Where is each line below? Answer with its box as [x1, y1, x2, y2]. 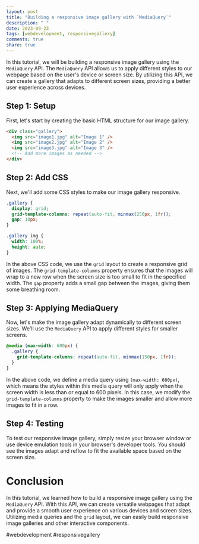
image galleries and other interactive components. [6, 520, 129, 527]
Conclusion [6, 474, 64, 488]
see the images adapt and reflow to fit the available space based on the [6, 447, 181, 454]
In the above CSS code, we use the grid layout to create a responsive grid [6, 260, 188, 267]
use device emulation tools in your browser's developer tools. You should [6, 441, 185, 448]
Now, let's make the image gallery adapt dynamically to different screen [6, 319, 182, 326]
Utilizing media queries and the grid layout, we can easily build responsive [6, 513, 189, 520]
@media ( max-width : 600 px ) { [6, 343, 78, 349]
